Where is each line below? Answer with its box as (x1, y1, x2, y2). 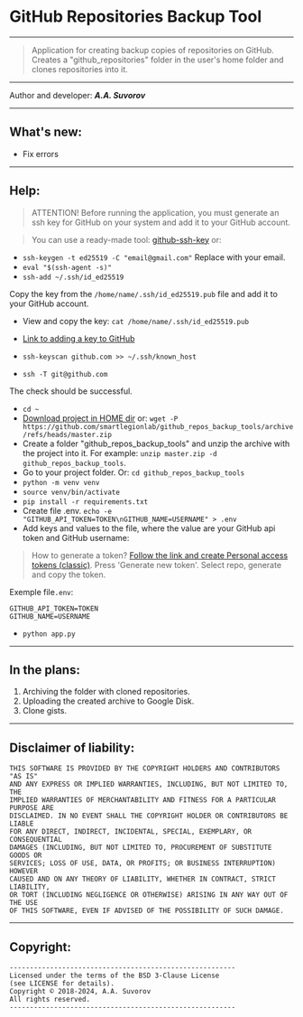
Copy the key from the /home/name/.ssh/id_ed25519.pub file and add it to (9, 288, 278, 299)
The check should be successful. (9, 386, 133, 397)
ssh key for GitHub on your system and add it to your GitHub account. (31, 217, 291, 228)
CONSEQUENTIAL (9, 835, 63, 844)
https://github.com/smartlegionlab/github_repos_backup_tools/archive (22, 422, 294, 431)
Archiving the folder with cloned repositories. (22, 686, 191, 697)
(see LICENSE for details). (9, 979, 115, 988)
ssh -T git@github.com (22, 369, 108, 378)
